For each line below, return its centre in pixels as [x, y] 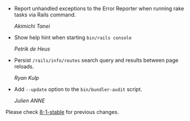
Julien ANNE [30, 100]
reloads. [24, 66]
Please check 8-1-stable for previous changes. [62, 112]
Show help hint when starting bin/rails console [73, 37]
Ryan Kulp [27, 78]
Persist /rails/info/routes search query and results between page [96, 60]
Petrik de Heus [32, 49]
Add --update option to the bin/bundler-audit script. [78, 89]
